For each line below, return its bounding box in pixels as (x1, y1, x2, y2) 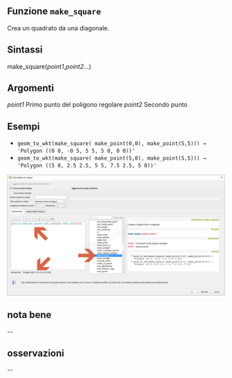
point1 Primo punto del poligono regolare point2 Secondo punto (7, 100, 188, 109)
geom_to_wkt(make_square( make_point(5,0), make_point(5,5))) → (17, 155, 206, 162)
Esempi (7, 120, 40, 132)
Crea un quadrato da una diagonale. (7, 23, 110, 32)
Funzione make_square (7, 6, 101, 17)
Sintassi (7, 44, 43, 56)
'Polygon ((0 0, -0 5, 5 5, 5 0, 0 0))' (17, 148, 135, 155)
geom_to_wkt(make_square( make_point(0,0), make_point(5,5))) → (17, 140, 206, 147)
